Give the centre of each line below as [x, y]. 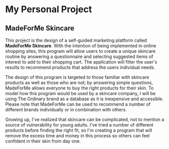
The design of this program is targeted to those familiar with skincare [77, 77]
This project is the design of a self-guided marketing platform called [76, 40]
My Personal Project [49, 9]
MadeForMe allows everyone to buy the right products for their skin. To [79, 88]
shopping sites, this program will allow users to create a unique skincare [80, 51]
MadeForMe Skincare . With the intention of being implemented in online [81, 46]
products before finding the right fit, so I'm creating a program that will [79, 130]
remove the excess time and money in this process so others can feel [78, 136]
